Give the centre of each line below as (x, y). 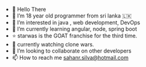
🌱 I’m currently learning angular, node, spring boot (75, 29)
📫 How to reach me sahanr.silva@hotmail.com (70, 58)
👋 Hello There (29, 9)
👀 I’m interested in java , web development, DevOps (76, 22)
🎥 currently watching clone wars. (53, 44)
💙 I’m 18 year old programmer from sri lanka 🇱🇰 (72, 16)
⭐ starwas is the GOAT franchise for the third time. (75, 36)
